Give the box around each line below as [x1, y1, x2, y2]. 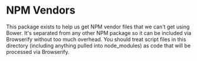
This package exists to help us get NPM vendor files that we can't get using [6, 23, 190, 30]
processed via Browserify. [6, 48, 70, 55]
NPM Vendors [6, 4, 75, 17]
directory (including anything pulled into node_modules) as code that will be [6, 42, 191, 49]
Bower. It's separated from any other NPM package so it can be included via [6, 29, 192, 36]
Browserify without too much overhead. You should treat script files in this [6, 36, 186, 43]
